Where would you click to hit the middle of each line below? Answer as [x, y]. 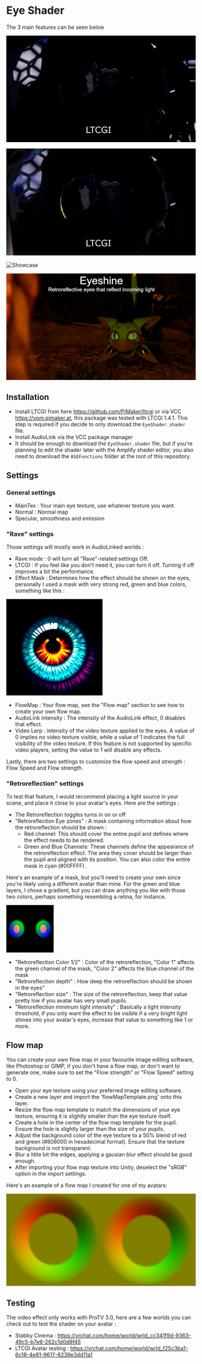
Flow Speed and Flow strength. [45, 768]
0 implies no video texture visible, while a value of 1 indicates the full [100, 737]
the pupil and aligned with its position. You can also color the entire [107, 859]
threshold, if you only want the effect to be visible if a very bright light [101, 1014]
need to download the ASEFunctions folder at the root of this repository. [103, 456]
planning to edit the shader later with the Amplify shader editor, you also [104, 450]
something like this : [40, 591]
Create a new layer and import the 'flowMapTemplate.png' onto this [98, 1097]
